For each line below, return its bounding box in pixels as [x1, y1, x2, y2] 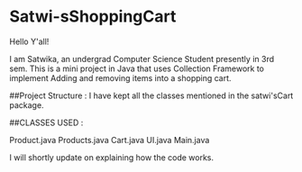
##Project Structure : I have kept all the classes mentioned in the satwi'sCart [9, 90, 294, 101]
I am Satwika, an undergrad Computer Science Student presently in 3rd [9, 53, 275, 64]
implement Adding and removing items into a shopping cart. [9, 72, 232, 83]
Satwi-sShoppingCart [9, 6, 177, 27]
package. [9, 99, 44, 110]
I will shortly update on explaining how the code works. [9, 151, 215, 163]
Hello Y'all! [9, 36, 50, 47]
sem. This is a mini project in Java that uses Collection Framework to [9, 63, 264, 74]
